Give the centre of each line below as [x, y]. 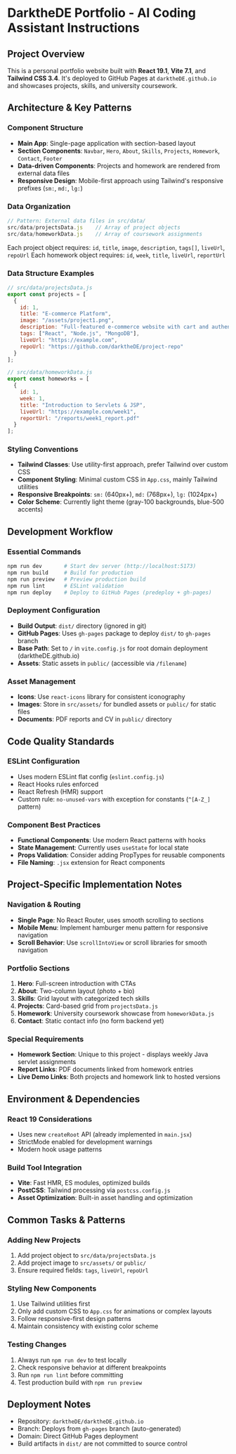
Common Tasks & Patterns [66, 1220]
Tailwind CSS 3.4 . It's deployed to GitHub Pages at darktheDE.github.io [112, 78]
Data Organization [39, 206]
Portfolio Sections [39, 968]
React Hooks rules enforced [58, 784]
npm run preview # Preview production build [77, 579]
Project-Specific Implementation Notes [95, 885]
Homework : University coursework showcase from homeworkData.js [116, 1013]
